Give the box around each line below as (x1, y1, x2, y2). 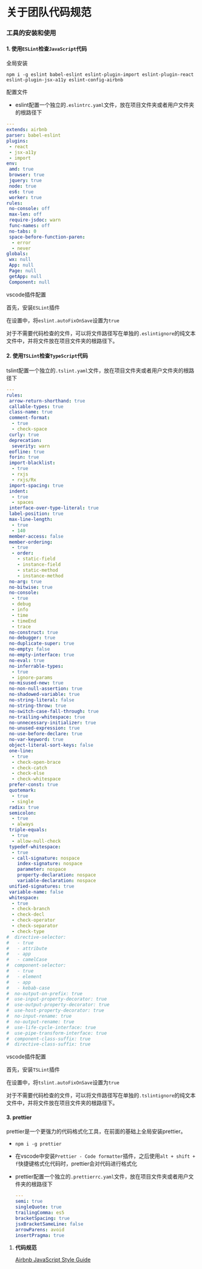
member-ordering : (8, 539, 53, 545)
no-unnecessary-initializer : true (8, 720, 96, 726)
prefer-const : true (8, 781, 59, 788)
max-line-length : (8, 517, 53, 523)
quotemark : (8, 788, 36, 794)
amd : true (8, 166, 34, 172)
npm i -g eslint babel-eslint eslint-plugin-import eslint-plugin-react (6, 72, 194, 78)
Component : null (8, 279, 50, 285)
